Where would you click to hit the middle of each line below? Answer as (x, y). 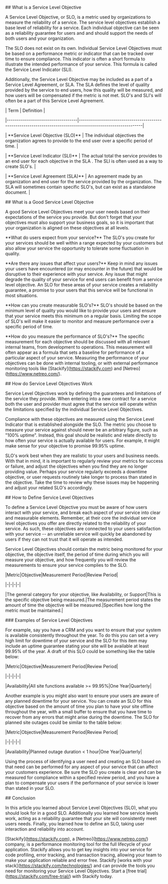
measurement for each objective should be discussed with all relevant (77, 342)
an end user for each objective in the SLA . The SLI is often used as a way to (84, 161)
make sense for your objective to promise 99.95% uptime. (65, 446)
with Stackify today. (93, 876)
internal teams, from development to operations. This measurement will (79, 347)
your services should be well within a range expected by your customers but (84, 243)
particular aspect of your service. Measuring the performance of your (77, 358)
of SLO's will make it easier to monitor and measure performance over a (79, 321)
